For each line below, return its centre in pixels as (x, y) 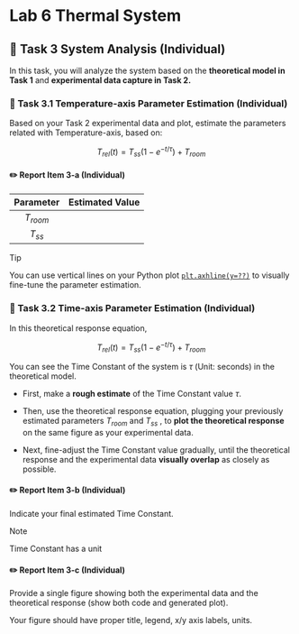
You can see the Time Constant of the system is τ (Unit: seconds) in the (142, 367)
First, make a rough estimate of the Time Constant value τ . (131, 394)
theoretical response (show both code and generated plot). (119, 603)
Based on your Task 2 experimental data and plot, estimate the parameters (148, 124)
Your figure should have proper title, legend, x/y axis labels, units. (131, 620)
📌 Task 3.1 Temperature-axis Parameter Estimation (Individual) (149, 103)
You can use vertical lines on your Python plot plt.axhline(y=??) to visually (149, 275)
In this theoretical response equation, (78, 328)
